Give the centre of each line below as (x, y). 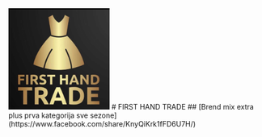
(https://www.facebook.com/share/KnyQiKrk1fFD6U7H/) (102, 124)
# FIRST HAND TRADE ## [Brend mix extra (183, 107)
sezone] (104, 115)
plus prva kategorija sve (49, 115)
